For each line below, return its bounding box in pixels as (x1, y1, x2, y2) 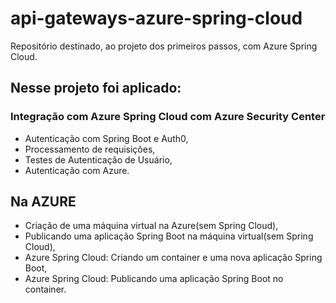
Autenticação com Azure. (24, 164, 130, 176)
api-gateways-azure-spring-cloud (10, 7, 303, 30)
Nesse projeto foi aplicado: (10, 80, 182, 97)
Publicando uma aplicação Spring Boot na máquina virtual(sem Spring (24, 230, 314, 242)
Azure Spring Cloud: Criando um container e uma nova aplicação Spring (24, 252, 323, 264)
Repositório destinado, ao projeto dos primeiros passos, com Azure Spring (10, 40, 318, 52)
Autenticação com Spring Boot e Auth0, (24, 132, 189, 144)
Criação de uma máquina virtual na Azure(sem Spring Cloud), (24, 220, 279, 232)
